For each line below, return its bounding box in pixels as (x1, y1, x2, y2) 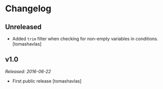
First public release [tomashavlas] (12, 78, 82, 84)
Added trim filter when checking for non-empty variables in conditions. (12, 36, 159, 42)
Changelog (5, 3, 52, 14)
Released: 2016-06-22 (5, 68, 51, 74)
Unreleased (5, 23, 42, 31)
